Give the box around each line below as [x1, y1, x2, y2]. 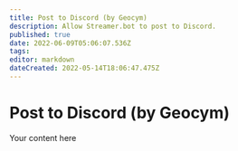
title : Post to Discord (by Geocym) [9, 13, 148, 23]
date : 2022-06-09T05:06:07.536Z [9, 38, 131, 48]
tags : [9, 47, 30, 56]
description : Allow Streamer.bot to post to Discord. [9, 22, 217, 31]
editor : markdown [9, 55, 75, 64]
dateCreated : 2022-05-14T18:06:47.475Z [9, 64, 160, 73]
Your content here [9, 132, 77, 143]
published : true [9, 30, 71, 39]
